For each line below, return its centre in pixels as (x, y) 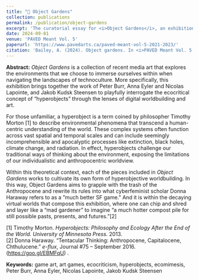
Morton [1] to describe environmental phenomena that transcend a (87, 123)
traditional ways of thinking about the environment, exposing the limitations (98, 154)
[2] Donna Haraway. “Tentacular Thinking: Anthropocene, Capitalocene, (94, 240)
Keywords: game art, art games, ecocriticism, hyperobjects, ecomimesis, (96, 264)
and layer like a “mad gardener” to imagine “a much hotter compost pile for (98, 210)
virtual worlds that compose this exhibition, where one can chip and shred (97, 203)
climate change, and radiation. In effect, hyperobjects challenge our (89, 148)
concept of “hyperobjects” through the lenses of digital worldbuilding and (96, 98)
